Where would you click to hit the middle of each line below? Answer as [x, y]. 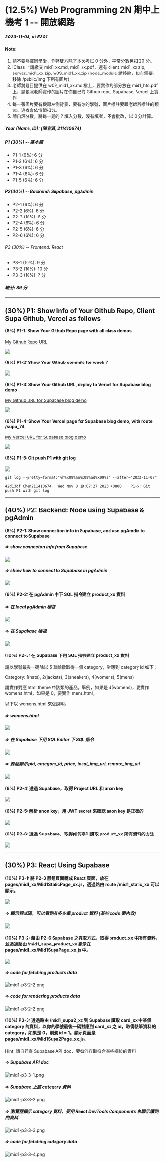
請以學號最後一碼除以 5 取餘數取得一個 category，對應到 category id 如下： [82, 667]
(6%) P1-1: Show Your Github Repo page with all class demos [68, 331]
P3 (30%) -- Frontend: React [34, 247]
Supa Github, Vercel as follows [53, 318]
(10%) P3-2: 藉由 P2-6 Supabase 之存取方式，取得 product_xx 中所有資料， [82, 938]
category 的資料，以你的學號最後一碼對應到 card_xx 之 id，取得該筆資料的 [81, 1027]
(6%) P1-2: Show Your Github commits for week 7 [56, 363]
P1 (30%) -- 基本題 [24, 142]
